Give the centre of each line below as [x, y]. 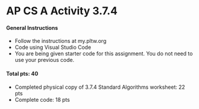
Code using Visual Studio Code [53, 47]
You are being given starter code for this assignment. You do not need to [104, 54]
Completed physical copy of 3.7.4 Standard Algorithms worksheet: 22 [100, 87]
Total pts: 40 [22, 73]
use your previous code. [44, 60]
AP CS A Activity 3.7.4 [62, 11]
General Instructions [32, 27]
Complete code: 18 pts [42, 99]
